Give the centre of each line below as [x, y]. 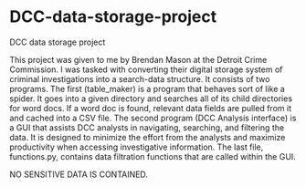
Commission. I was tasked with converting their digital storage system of [146, 69]
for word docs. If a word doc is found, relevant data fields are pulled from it [151, 108]
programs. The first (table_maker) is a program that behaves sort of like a [147, 88]
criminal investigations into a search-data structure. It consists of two [140, 78]
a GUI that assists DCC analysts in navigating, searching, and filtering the [147, 127]
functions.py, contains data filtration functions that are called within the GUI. [153, 156]
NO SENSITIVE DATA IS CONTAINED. [79, 174]
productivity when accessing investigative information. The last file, [137, 147]
